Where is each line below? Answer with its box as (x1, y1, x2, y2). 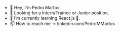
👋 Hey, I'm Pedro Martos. (9, 5, 61, 10)
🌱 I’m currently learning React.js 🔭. (9, 15, 80, 21)
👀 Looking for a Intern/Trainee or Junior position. (9, 10, 109, 16)
